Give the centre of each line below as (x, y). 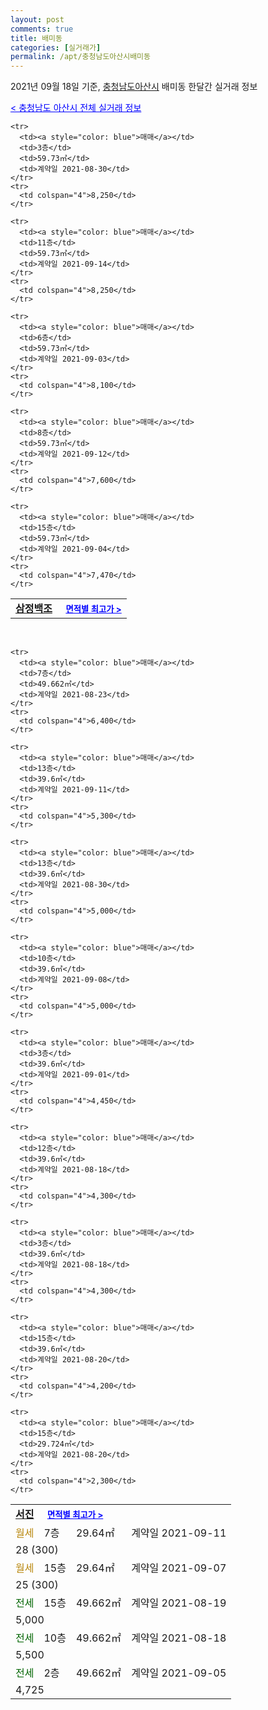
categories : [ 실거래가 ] (56, 47)
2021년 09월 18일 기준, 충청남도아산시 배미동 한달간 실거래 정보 (134, 87)
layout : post (37, 19)
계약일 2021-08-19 (179, 1603)
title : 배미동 (36, 38)
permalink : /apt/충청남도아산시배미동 (80, 57)
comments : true (42, 29)
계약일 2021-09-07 (179, 1568)
